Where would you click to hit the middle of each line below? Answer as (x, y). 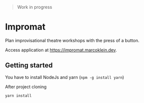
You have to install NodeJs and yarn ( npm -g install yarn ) (65, 77)
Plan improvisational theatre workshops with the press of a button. (72, 40)
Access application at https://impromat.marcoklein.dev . (61, 50)
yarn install (18, 96)
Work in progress (35, 7)
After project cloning (26, 87)
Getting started (29, 65)
